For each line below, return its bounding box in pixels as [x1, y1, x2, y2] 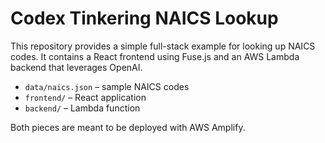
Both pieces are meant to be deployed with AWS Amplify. [10, 121, 246, 133]
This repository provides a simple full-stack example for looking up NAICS [10, 40, 316, 52]
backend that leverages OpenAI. [10, 61, 143, 73]
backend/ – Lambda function [24, 102, 141, 114]
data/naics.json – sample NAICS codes [24, 80, 190, 92]
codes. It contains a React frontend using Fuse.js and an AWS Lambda [10, 50, 300, 62]
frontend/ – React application [24, 91, 147, 103]
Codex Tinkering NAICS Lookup [10, 7, 279, 30]
